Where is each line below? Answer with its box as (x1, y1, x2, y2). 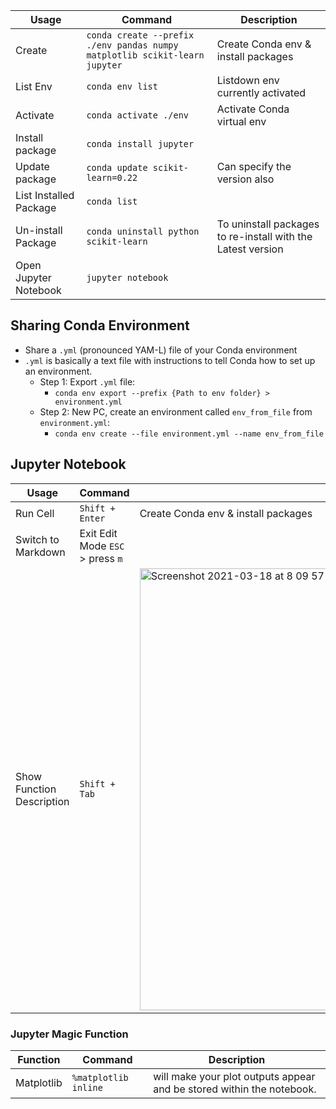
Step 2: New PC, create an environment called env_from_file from (39, 405, 313, 418)
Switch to (15, 532, 60, 546)
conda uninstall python (86, 226, 200, 237)
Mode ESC (79, 539, 125, 553)
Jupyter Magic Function (10, 1027, 129, 1041)
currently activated (216, 86, 307, 99)
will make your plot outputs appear (153, 1069, 316, 1083)
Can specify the (216, 160, 292, 173)
